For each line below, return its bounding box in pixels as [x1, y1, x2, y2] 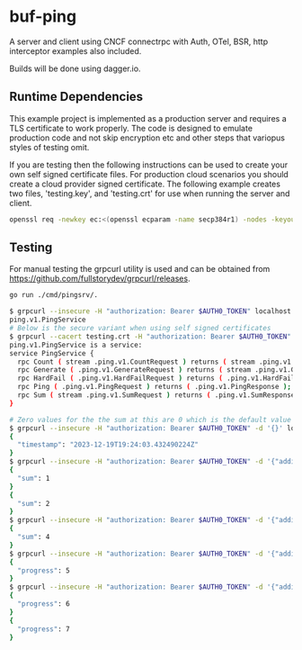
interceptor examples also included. [9, 45, 142, 56]
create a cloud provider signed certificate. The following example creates [9, 178, 281, 189]
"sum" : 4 [17, 533, 50, 542]
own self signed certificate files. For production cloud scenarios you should [9, 168, 289, 179]
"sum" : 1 [17, 474, 50, 483]
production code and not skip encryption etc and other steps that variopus [9, 132, 286, 143]
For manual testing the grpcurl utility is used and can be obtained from [9, 264, 271, 275]
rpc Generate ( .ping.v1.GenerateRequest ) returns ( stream [17, 366, 252, 375]
